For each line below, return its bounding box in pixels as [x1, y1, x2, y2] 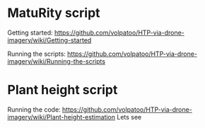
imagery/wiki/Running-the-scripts [7, 57, 106, 65]
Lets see [116, 112, 142, 121]
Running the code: [7, 105, 61, 114]
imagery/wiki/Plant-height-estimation [7, 112, 115, 121]
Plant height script [7, 82, 118, 98]
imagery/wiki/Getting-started [7, 35, 92, 44]
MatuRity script [7, 5, 100, 21]
